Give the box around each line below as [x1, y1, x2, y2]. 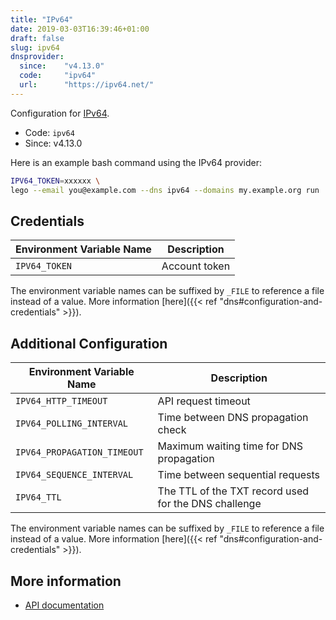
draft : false [10, 33, 65, 43]
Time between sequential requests [157, 468, 320, 482]
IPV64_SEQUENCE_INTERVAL [15, 469, 134, 481]
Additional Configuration [10, 335, 168, 352]
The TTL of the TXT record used [157, 484, 310, 498]
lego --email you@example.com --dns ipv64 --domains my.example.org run [10, 185, 320, 195]
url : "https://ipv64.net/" [19, 80, 155, 90]
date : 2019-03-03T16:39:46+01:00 [10, 24, 150, 34]
